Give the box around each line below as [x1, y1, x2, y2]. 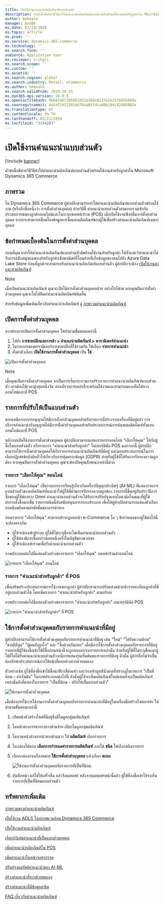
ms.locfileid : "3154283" [5, 121, 56, 126]
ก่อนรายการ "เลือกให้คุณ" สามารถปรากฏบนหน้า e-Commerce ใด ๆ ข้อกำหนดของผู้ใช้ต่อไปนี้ [5, 514, 158, 520]
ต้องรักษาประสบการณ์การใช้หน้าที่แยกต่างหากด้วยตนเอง [5, 658, 94, 665]
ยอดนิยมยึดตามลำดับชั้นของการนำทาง [5, 504, 64, 511]
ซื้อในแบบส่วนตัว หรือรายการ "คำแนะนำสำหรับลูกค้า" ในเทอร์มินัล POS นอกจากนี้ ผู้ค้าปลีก [5, 443, 152, 449]
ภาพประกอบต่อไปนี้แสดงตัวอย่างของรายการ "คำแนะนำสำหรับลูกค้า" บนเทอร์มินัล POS [5, 599, 143, 605]
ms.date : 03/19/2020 [5, 25, 47, 30]
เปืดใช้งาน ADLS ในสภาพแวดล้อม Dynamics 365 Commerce [5, 815, 115, 821]
